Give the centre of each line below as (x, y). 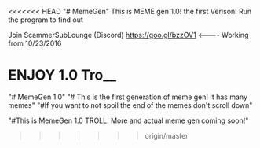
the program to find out (46, 20)
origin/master (167, 135)
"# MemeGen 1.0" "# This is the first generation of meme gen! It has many (128, 97)
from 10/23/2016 (35, 43)
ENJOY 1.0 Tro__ (62, 75)
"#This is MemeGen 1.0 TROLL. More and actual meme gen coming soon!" (128, 120)
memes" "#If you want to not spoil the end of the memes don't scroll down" (130, 105)
